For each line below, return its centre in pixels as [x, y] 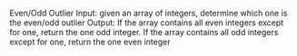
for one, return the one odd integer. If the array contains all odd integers [144, 32]
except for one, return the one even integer [90, 42]
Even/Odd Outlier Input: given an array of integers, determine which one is [148, 13]
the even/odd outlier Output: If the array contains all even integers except [147, 23]
